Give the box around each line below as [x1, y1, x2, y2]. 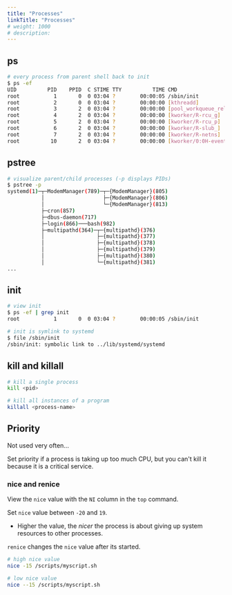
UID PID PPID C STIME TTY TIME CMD [7, 86, 177, 93]
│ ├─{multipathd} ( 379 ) [41, 246, 156, 253]
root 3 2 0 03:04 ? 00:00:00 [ [7, 105, 171, 113]
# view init [7, 302, 41, 310]
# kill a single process [7, 378, 79, 385]
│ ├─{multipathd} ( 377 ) [41, 233, 156, 240]
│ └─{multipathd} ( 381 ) [41, 259, 156, 266]
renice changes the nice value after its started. [7, 542, 141, 551]
